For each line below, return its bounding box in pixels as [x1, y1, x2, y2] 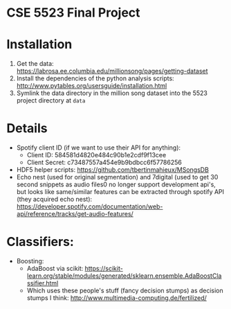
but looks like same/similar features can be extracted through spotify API [16, 188, 225, 196]
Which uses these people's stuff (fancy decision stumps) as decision [26, 286, 224, 294]
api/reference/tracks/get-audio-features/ [16, 210, 134, 218]
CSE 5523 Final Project [6, 5, 140, 21]
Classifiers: [6, 234, 74, 250]
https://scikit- [84, 265, 124, 272]
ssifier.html [26, 279, 59, 287]
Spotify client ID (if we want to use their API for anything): [16, 143, 181, 152]
